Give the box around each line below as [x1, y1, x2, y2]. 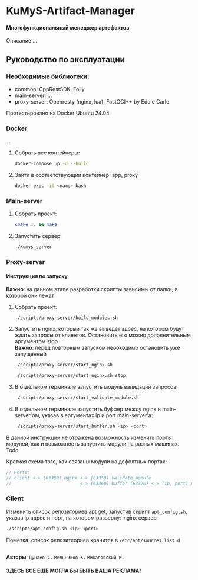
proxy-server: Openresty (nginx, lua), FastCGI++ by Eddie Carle [14, 98, 170, 105]
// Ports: [6, 469, 31, 475]
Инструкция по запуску [6, 272, 68, 279]
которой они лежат [6, 292, 55, 299]
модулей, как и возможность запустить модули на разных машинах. [6, 440, 180, 447]
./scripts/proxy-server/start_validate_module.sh [14, 395, 140, 401]
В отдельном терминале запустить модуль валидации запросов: [14, 384, 178, 391]
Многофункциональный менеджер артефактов [6, 24, 130, 31]
